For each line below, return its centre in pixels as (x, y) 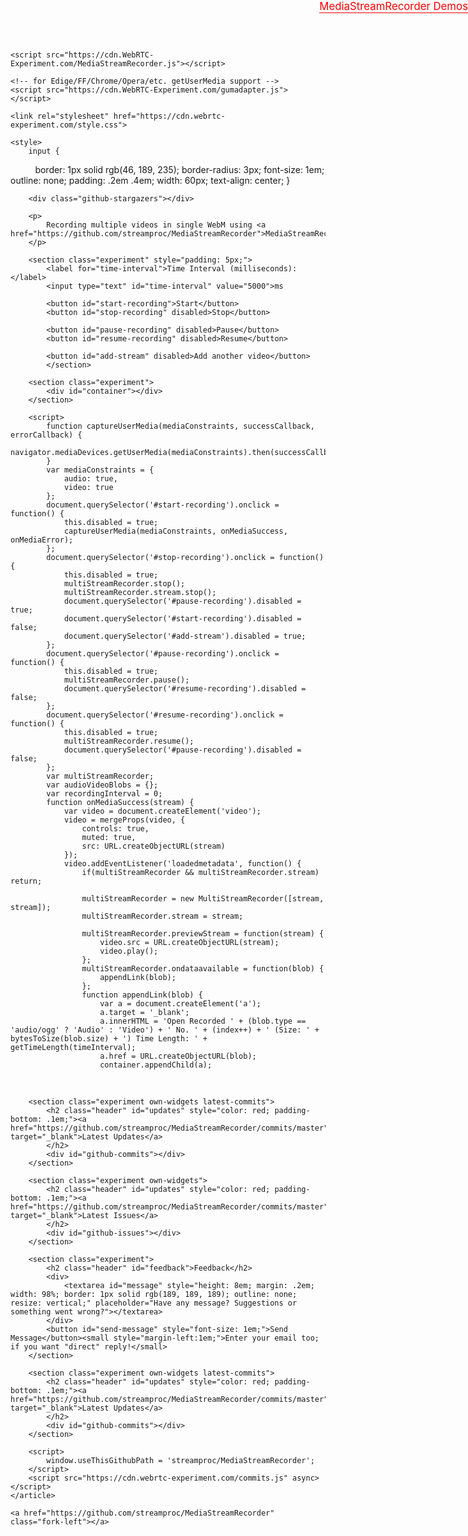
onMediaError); (42, 540)
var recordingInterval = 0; (104, 794)
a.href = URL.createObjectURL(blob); (178, 1056)
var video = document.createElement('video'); (162, 811)
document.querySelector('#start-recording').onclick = (163, 505)
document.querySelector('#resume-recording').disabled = (185, 689)
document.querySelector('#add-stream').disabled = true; (185, 636)
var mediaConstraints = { (100, 470)
